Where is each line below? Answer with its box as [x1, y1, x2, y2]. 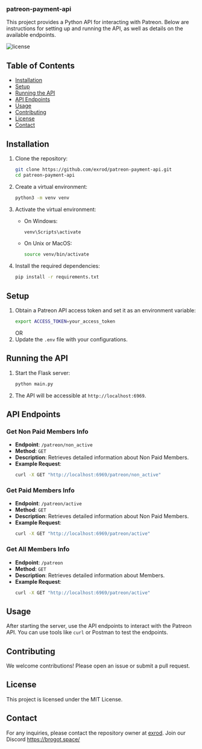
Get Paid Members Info [6, 486, 75, 495]
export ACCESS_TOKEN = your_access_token [14, 318, 116, 324]
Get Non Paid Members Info [6, 427, 89, 435]
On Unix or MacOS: [24, 240, 72, 247]
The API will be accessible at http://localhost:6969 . [14, 391, 147, 399]
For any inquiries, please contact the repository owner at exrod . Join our [6, 729, 186, 736]
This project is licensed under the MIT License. [6, 695, 123, 703]
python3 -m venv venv [14, 195, 70, 201]
